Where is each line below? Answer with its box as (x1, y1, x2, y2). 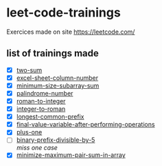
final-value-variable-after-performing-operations (16, 121, 155, 129)
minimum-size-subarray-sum (16, 81, 100, 90)
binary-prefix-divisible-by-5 (16, 136, 95, 144)
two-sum (16, 65, 43, 74)
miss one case (16, 143, 58, 152)
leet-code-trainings (6, 5, 121, 21)
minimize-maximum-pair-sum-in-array (16, 151, 126, 159)
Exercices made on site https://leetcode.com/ (6, 28, 135, 36)
